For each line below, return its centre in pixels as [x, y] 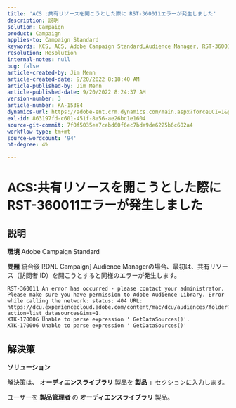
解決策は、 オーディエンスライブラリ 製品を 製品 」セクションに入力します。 [118, 382]
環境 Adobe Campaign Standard [54, 252]
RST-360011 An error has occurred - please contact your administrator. [116, 289]
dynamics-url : [28, 112]
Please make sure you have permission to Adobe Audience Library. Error [116, 295]
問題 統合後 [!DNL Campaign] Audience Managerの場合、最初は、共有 [109, 267]
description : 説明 [33, 20]
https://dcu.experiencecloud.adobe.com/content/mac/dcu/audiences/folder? [119, 307]
